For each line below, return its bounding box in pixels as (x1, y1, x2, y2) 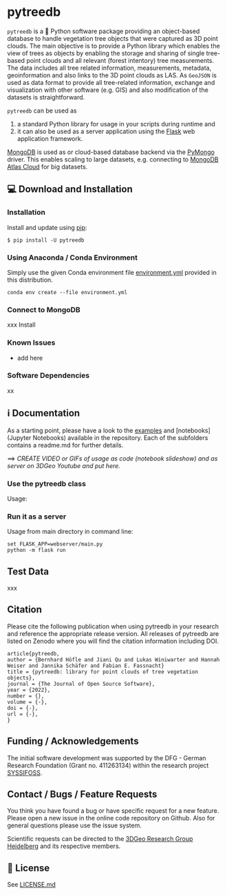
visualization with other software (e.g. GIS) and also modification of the (7, 86, 208, 94)
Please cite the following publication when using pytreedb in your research (7, 622, 219, 631)
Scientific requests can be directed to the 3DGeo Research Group (7, 835, 193, 843)
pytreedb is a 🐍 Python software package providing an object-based (7, 27, 200, 35)
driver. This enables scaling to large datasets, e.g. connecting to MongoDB (7, 155, 219, 163)
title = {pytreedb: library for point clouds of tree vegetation (7, 668, 198, 675)
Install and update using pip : (7, 223, 87, 231)
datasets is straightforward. (7, 93, 85, 101)
